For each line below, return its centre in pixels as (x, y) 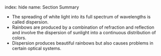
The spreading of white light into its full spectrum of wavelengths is (81, 17)
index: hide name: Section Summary (42, 7)
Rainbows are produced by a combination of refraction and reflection (83, 27)
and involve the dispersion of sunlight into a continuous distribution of (84, 32)
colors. (19, 38)
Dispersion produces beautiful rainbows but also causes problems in (82, 43)
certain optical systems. (36, 48)
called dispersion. (30, 22)
